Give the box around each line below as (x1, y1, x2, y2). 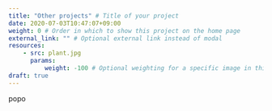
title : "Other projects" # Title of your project (8, 11, 180, 20)
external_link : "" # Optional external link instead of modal (8, 34, 223, 43)
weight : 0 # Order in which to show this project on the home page (8, 27, 241, 35)
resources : (8, 42, 45, 50)
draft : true (8, 72, 49, 80)
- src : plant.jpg (23, 49, 82, 57)
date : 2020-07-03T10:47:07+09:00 (8, 19, 121, 27)
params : (29, 57, 57, 65)
